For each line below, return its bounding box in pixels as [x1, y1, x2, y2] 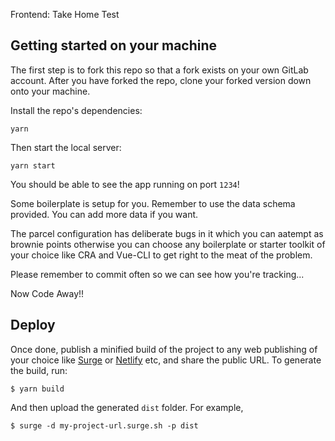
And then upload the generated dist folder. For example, [10, 401, 244, 413]
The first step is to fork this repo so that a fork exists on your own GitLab [10, 64, 309, 76]
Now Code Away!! [10, 287, 85, 299]
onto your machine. [10, 85, 91, 97]
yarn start [10, 160, 56, 171]
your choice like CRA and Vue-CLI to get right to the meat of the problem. [10, 249, 313, 261]
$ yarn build [10, 384, 65, 394]
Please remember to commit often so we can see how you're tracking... [10, 268, 305, 280]
